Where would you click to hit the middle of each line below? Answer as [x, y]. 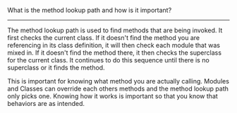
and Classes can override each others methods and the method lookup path [118, 88]
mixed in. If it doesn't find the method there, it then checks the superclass [115, 53]
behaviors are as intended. [46, 104]
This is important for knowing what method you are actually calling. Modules [118, 81]
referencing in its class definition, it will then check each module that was [114, 45]
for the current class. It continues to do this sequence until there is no [108, 60]
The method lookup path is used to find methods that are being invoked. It [115, 30]
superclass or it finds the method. [56, 67]
